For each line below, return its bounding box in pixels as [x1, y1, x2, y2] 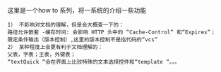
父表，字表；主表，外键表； [7, 51, 76, 58]
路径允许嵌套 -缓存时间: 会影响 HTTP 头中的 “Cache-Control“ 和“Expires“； [7, 29, 216, 36]
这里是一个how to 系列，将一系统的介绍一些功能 [7, 6, 147, 14]
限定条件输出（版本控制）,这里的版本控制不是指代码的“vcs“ [7, 36, 158, 43]
